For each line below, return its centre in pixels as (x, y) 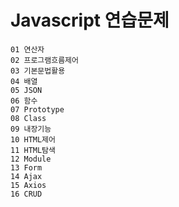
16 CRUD (26, 194)
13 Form (26, 167)
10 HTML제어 (33, 139)
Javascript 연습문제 (90, 20)
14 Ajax (26, 176)
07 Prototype (37, 109)
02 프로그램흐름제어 (44, 60)
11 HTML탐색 (33, 150)
